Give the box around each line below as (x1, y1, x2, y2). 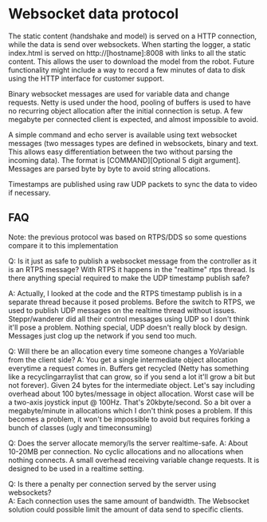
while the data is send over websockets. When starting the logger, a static (8, 39, 251, 49)
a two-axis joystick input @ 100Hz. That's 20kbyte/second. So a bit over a (8, 397, 251, 407)
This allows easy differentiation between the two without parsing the (8, 147, 234, 156)
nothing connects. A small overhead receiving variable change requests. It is (8, 455, 260, 465)
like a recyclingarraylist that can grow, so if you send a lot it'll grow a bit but (8, 372, 256, 382)
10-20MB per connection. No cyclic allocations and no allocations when (8, 446, 244, 456)
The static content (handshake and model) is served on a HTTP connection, (8, 31, 257, 41)
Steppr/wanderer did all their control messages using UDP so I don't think (8, 314, 249, 323)
